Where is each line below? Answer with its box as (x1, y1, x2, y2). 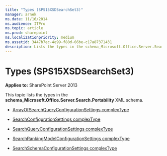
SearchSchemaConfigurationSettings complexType (12, 145, 117, 151)
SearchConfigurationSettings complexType (12, 116, 101, 122)
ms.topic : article (5, 26, 43, 31)
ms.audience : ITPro (5, 21, 46, 26)
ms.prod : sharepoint (5, 30, 48, 35)
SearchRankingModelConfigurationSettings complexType (12, 135, 130, 142)
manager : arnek (5, 12, 37, 17)
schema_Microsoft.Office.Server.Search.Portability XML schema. (5, 97, 144, 103)
